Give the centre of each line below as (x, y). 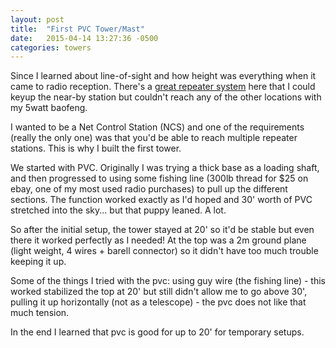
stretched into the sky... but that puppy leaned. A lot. (118, 210)
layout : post (37, 19)
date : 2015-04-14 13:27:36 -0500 (84, 38)
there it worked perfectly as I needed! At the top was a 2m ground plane (158, 240)
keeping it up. (38, 262)
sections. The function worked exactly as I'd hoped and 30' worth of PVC (161, 200)
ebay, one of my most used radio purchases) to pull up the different (149, 189)
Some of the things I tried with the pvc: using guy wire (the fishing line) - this (168, 281)
